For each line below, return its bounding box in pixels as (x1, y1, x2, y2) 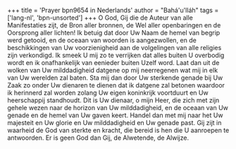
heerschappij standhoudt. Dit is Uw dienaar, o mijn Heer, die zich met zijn (7, 96, 220, 105)
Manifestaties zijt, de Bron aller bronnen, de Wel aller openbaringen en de (7, 21, 221, 29)
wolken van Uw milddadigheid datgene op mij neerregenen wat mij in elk (7, 66, 218, 74)
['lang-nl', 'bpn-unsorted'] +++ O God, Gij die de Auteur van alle (7, 13, 194, 22)
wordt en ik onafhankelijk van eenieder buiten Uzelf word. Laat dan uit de (7, 59, 220, 66)
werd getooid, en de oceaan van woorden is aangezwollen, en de (7, 36, 197, 44)
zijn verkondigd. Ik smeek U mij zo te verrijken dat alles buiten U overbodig (7, 51, 225, 59)
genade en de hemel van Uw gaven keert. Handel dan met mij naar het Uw (7, 111, 223, 119)
